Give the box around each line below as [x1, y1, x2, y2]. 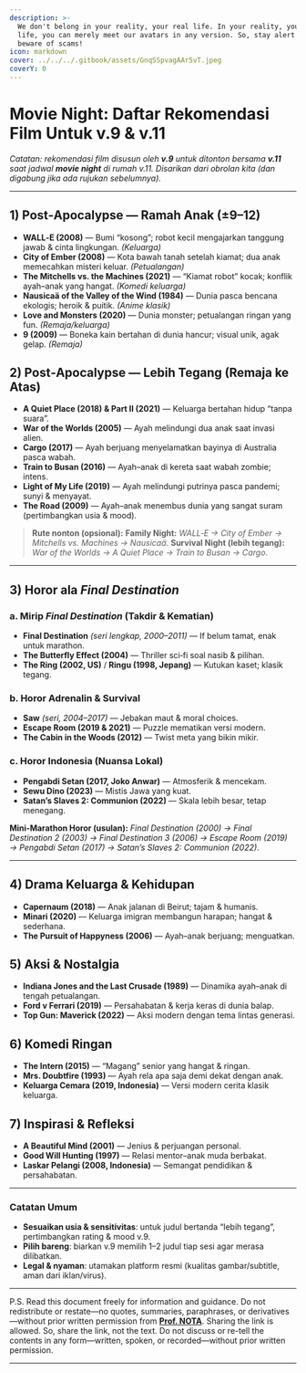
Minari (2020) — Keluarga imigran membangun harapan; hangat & [22, 910, 273, 922]
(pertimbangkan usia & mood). [22, 510, 138, 521]
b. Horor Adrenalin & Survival [9, 692, 141, 705]
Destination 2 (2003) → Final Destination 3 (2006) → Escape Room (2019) [9, 832, 289, 843]
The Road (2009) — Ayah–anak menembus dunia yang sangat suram [22, 500, 283, 511]
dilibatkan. [22, 1251, 62, 1262]
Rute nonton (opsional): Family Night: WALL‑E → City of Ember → [31, 528, 282, 539]
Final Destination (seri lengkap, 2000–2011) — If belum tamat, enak [22, 631, 277, 642]
